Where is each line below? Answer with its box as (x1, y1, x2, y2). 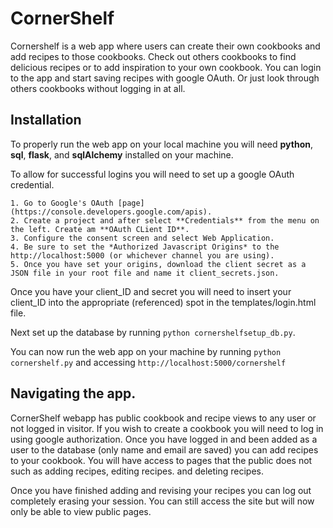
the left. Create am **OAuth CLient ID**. (10, 224, 190, 234)
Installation (10, 112, 82, 129)
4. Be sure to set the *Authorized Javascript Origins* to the (10, 242, 280, 252)
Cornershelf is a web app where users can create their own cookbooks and (10, 40, 321, 52)
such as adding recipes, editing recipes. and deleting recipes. (10, 465, 264, 477)
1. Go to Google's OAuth (10, 198, 114, 208)
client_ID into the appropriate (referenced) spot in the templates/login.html (10, 296, 317, 308)
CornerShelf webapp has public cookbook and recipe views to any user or (10, 412, 317, 424)
